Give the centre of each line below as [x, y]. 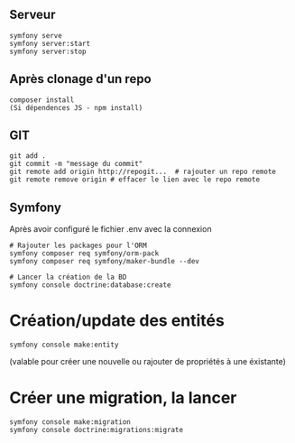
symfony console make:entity [64, 345]
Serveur [32, 15]
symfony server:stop [48, 51]
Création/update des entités [117, 321]
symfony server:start [50, 43]
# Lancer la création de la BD [68, 277]
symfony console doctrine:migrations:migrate [96, 430]
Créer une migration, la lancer [123, 398]
